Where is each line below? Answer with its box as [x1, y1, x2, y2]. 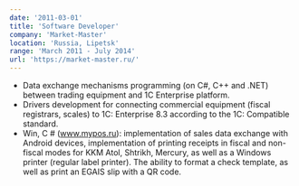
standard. [22, 118, 59, 129]
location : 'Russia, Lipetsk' [9, 38, 120, 48]
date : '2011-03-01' [9, 13, 83, 23]
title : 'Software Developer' [9, 22, 120, 31]
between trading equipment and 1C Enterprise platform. [22, 89, 230, 100]
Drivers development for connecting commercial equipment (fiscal [22, 99, 271, 109]
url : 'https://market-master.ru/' [9, 55, 140, 64]
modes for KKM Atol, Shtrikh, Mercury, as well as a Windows [44, 147, 272, 158]
